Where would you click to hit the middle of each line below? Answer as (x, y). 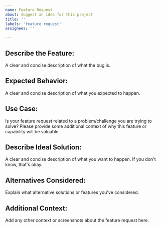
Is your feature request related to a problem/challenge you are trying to (78, 121)
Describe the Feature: (40, 53)
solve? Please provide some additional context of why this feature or (76, 126)
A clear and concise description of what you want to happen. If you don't (81, 159)
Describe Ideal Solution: (43, 147)
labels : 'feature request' (33, 24)
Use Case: (22, 109)
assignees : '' (20, 29)
